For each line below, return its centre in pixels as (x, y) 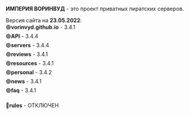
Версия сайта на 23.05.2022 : (44, 20)
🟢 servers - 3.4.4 (28, 45)
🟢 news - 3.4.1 (24, 81)
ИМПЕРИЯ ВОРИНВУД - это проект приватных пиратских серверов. (95, 9)
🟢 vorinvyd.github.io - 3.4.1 (41, 27)
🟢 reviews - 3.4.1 (27, 54)
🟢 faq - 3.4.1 (21, 90)
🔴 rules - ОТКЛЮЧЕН (32, 105)
